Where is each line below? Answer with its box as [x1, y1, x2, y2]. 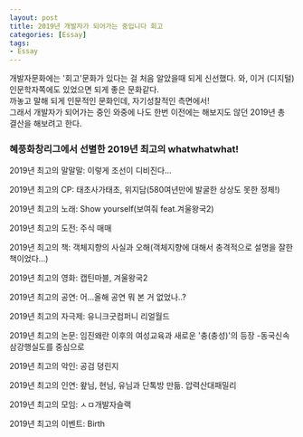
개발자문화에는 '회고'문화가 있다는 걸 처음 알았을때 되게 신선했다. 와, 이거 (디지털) [9, 73, 295, 84]
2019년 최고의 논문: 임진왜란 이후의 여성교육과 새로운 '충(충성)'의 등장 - [9, 330, 261, 341]
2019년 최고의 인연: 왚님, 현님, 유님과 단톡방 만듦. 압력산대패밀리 [9, 380, 237, 391]
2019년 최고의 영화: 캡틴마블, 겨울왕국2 [9, 272, 148, 283]
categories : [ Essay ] [9, 30, 88, 39]
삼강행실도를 [9, 341, 54, 353]
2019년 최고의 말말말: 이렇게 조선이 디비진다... [9, 165, 172, 176]
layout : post [9, 13, 59, 23]
